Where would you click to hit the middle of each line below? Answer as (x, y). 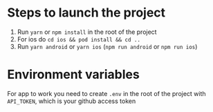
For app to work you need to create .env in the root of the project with (106, 93)
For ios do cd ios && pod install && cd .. (78, 39)
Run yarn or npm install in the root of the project (87, 32)
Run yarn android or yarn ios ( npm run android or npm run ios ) (107, 46)
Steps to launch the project (86, 13)
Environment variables (73, 75)
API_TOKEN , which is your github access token (72, 101)
